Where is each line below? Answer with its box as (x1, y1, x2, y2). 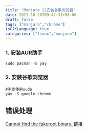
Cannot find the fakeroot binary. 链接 (5, 121, 83, 127)
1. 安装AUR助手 (5, 49, 42, 56)
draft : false (5, 17, 33, 22)
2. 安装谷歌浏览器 (5, 74, 49, 81)
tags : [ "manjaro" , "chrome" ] (5, 21, 65, 27)
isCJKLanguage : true (5, 27, 50, 32)
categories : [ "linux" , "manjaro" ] (5, 31, 77, 36)
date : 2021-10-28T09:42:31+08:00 (5, 12, 77, 17)
